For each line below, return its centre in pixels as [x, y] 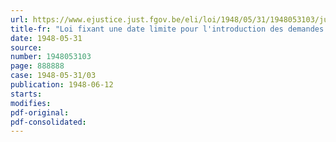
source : [26, 47]
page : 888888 [37, 66]
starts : [26, 94]
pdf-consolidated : [48, 122]
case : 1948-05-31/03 [53, 76]
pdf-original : [40, 112]
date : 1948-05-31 [46, 38]
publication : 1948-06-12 [62, 85]
